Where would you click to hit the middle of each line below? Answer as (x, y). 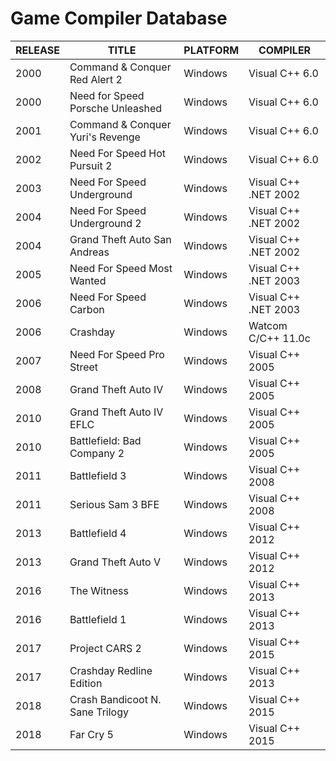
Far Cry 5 (91, 734)
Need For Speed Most (121, 268)
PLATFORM (211, 50)
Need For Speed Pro (117, 354)
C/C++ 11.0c (279, 338)
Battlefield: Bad (105, 440)
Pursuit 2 (91, 165)
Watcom (268, 325)
